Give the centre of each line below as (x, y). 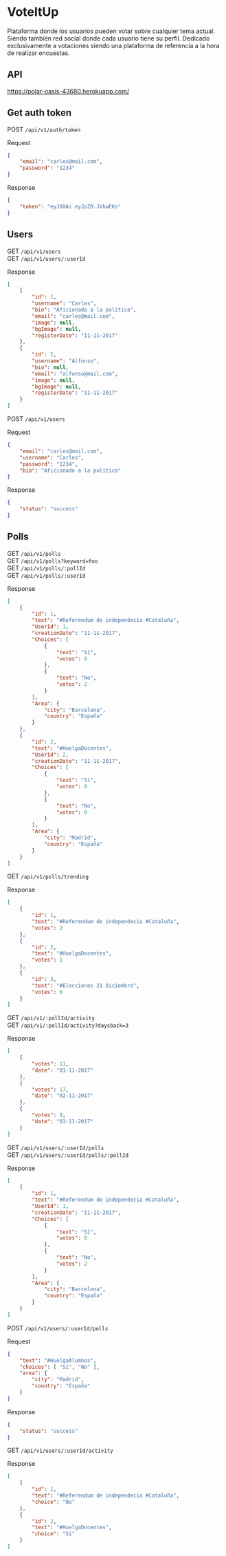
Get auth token (39, 113)
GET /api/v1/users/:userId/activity (60, 1450)
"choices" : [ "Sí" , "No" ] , (59, 1367)
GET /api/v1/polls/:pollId (46, 568)
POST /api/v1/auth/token (44, 129)
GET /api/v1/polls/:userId (46, 575)
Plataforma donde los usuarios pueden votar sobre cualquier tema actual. (111, 31)
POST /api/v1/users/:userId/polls (58, 1328)
